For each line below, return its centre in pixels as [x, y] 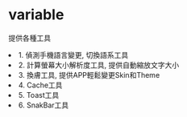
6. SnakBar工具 [44, 105]
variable [36, 15]
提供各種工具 [29, 38]
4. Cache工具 [41, 85]
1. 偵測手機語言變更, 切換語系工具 [74, 54]
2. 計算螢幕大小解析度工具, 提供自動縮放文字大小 [99, 65]
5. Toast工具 [39, 95]
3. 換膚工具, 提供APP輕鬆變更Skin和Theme [89, 75]
